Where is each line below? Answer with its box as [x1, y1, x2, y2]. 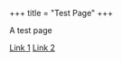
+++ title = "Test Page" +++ [9, 8, 114, 18]
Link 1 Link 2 [9, 42, 56, 53]
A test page [9, 25, 52, 35]
